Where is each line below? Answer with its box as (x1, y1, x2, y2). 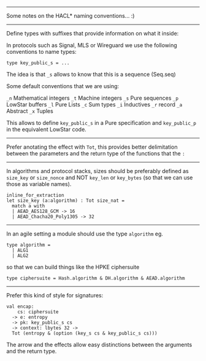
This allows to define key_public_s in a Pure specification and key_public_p (6, 119, 196, 126)
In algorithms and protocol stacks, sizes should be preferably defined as (6, 168, 189, 174)
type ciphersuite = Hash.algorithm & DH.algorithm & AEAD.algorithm (6, 275, 185, 281)
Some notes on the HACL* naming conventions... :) (6, 12, 135, 19)
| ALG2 (12, 253, 29, 259)
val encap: (6, 303, 34, 310)
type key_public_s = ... (6, 60, 70, 66)
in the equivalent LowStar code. (6, 126, 87, 133)
